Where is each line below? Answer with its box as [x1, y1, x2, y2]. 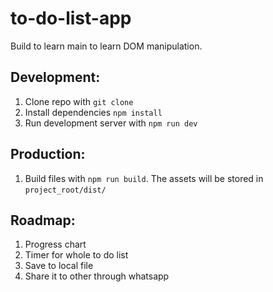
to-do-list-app [10, 7, 132, 30]
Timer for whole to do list [24, 249, 129, 261]
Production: [10, 146, 86, 163]
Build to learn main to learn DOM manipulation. [10, 40, 203, 52]
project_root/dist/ [24, 185, 107, 195]
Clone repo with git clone [24, 95, 134, 107]
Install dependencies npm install [24, 106, 163, 118]
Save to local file [24, 260, 94, 272]
